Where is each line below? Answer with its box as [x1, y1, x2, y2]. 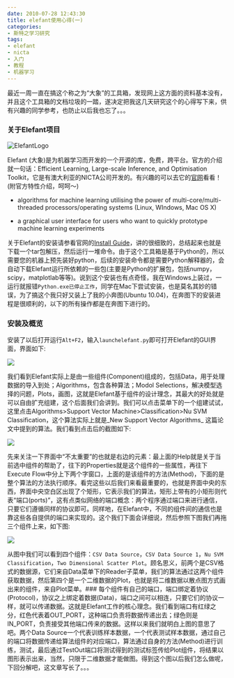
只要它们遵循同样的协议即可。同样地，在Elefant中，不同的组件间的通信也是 [7, 504, 223, 513]
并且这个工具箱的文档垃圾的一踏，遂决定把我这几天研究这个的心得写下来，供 [7, 97, 227, 105]
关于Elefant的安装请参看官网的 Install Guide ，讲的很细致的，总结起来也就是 [7, 238, 221, 247]
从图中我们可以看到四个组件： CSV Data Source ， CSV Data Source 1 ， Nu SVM [7, 550, 224, 558]
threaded [17, 203, 44, 211]
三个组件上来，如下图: [7, 522, 71, 530]
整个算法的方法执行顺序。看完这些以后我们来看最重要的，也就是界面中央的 [7, 479, 221, 487]
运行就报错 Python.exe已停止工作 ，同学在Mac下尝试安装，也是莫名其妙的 [7, 282, 211, 290]
